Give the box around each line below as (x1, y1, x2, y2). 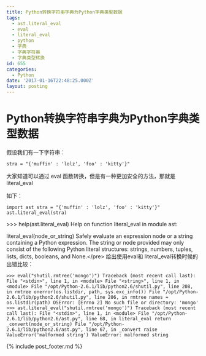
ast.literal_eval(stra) (6, 210, 67, 216)
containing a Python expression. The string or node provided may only (6, 239, 185, 246)
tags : (6, 15, 20, 21)
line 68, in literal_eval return (85, 315, 172, 322)
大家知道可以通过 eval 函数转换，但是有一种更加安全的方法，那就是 (6, 172, 176, 180)
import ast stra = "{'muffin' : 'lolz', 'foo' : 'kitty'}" (6, 204, 161, 210)
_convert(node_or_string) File (6, 321, 86, 327)
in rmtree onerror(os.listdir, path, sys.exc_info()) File (6, 288, 161, 295)
